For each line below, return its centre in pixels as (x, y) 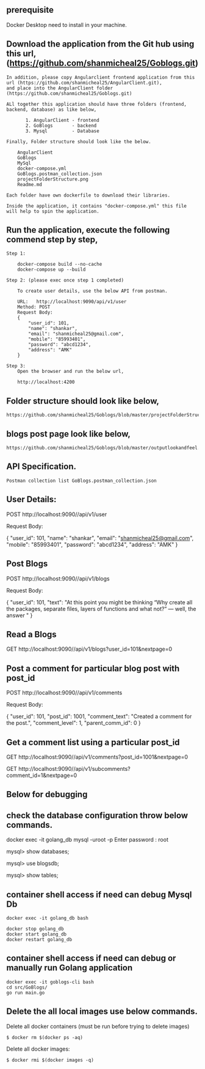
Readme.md (30, 184)
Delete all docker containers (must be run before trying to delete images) (98, 1026)
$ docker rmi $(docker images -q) (50, 1060)
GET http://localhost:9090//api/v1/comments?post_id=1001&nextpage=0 (97, 757)
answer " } (20, 615)
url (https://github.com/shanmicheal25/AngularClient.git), (85, 83)
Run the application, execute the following (88, 230)
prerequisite (30, 10)
